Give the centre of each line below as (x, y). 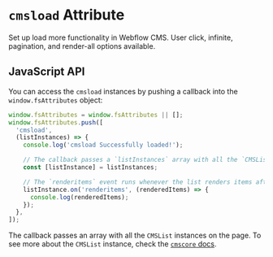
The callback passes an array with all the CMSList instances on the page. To (135, 235)
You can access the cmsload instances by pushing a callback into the (123, 91)
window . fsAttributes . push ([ (56, 122)
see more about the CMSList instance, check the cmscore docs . (113, 244)
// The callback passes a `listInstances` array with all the (130, 160)
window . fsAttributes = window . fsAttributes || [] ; (96, 115)
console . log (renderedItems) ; (79, 197)
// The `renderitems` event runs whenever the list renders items (138, 182)
